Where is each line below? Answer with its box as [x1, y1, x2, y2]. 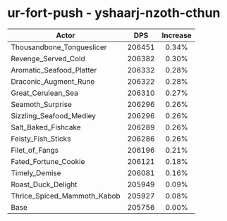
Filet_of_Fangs [11, 145, 59, 155]
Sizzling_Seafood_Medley [11, 110, 97, 120]
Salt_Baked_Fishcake [11, 122, 81, 132]
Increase [161, 30, 192, 40]
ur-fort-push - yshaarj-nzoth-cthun [7, 5, 221, 21]
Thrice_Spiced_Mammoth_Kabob [11, 191, 121, 201]
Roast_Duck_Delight [11, 179, 78, 189]
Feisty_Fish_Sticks [11, 134, 71, 144]
